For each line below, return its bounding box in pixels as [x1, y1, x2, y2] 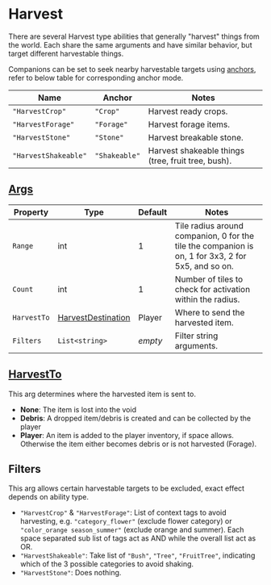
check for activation [174, 283, 251, 295]
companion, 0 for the [174, 230, 255, 241]
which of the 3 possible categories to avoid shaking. [19, 559, 194, 569]
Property [13, 207, 49, 218]
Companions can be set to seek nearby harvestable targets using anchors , [8, 64, 256, 73]
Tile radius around [174, 219, 244, 231]
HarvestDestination [57, 311, 131, 323]
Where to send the [174, 307, 245, 318]
